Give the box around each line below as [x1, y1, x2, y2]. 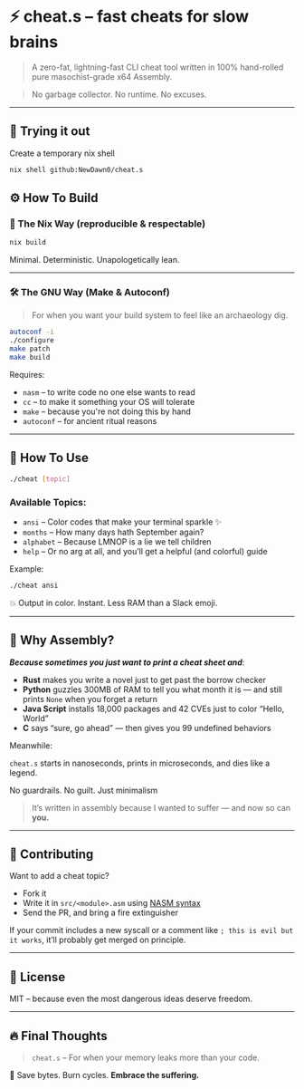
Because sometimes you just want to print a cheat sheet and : [9, 657, 245, 668]
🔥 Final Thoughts [9, 1028, 109, 1044]
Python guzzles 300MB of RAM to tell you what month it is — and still [22, 684, 283, 695]
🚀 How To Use [9, 450, 89, 466]
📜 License [9, 969, 66, 985]
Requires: [9, 369, 45, 380]
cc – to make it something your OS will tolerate [22, 396, 195, 407]
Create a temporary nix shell [9, 148, 115, 159]
